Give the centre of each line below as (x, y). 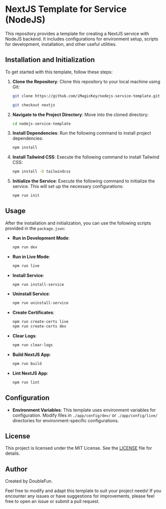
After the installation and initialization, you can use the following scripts (78, 223)
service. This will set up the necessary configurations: (68, 186)
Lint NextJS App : (30, 373)
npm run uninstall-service (40, 303)
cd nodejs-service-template (41, 124)
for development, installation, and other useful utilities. (61, 44)
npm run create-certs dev (39, 327)
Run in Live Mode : (31, 256)
